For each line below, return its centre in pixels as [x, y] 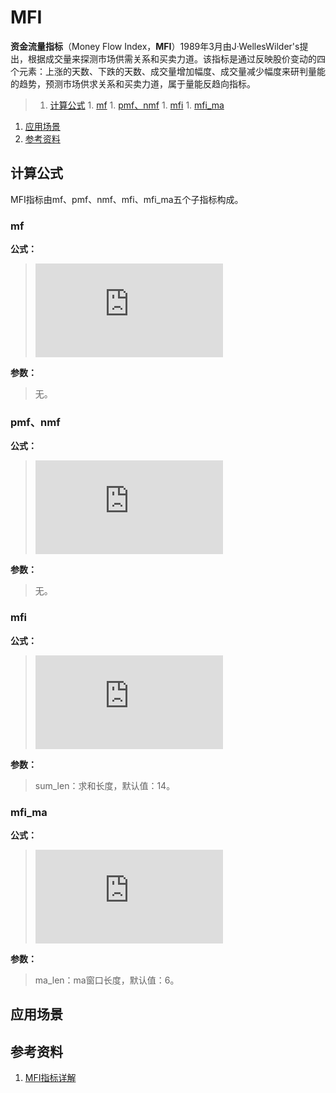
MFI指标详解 [50, 1078]
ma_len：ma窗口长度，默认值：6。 [107, 980]
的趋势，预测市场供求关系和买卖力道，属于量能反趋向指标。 [133, 83]
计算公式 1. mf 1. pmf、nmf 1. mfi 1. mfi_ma [137, 105]
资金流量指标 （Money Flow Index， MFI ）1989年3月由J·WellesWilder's [155, 46]
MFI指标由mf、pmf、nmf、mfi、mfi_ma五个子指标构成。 [127, 199]
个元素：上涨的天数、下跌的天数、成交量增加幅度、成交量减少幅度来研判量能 [168, 71]
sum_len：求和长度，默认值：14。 [105, 785]
